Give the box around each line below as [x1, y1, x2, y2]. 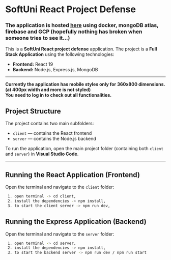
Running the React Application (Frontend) [5, 170, 140, 179]
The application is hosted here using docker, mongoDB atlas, [5, 22, 159, 29]
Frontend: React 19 [12, 61, 53, 67]
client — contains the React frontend [12, 130, 92, 136]
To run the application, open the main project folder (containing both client [5, 146, 164, 152]
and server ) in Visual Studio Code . [5, 151, 79, 157]
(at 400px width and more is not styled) [5, 86, 91, 93]
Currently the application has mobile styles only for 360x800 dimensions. [5, 81, 165, 88]
